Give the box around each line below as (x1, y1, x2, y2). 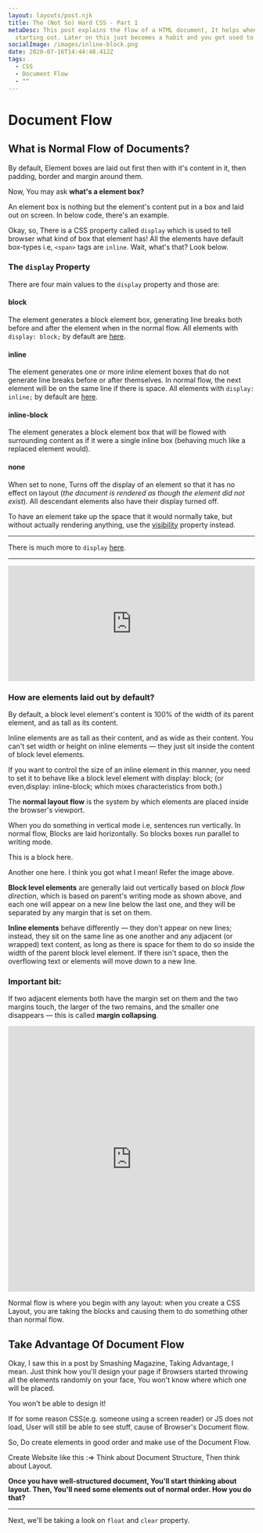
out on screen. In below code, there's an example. (8, 210, 170, 220)
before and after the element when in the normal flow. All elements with (8, 324, 239, 332)
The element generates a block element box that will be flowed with (8, 427, 227, 437)
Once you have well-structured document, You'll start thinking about (8, 1476, 237, 1486)
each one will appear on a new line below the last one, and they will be (8, 899, 236, 909)
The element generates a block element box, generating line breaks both (8, 315, 243, 324)
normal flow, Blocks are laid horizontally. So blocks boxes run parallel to (8, 829, 240, 838)
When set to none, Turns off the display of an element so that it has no (8, 480, 236, 489)
